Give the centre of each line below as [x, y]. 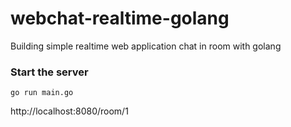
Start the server [49, 72]
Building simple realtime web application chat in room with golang [146, 46]
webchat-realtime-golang [120, 18]
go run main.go [42, 93]
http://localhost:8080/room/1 [69, 111]
